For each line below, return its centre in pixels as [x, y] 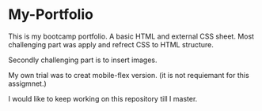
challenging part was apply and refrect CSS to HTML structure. [111, 44]
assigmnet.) [28, 83]
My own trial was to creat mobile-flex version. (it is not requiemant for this [129, 75]
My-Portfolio [51, 15]
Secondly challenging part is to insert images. [83, 60]
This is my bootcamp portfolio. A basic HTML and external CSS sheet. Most [131, 36]
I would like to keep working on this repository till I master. [103, 98]
